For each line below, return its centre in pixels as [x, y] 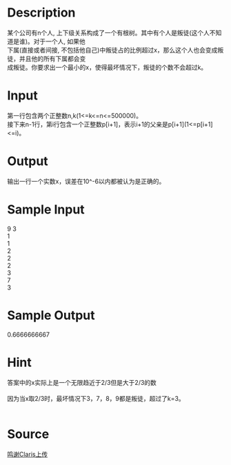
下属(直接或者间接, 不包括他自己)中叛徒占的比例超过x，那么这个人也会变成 [112, 50]
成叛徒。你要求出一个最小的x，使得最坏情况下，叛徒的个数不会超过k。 [107, 67]
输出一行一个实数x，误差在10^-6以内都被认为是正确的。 [86, 181]
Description [41, 13]
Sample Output [51, 315]
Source [28, 434]
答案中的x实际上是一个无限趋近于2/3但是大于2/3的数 [82, 382]
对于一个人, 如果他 [60, 41]
